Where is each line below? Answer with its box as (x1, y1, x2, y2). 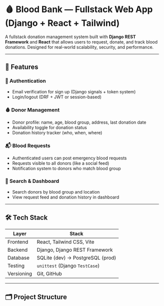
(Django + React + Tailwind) (5, 18, 120, 29)
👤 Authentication (5, 78, 46, 85)
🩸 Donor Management (5, 106, 60, 113)
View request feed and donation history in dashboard (12, 194, 120, 200)
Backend (7, 246, 28, 253)
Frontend (7, 239, 28, 245)
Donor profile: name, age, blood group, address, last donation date (12, 119, 146, 125)
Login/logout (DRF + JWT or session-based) (12, 94, 102, 100)
